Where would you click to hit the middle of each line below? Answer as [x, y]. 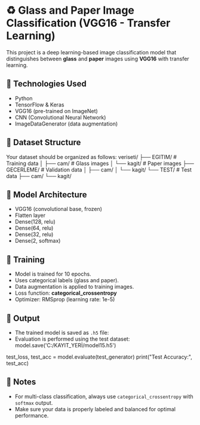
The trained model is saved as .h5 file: [62, 333]
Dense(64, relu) [34, 228]
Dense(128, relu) [35, 222]
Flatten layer [30, 215]
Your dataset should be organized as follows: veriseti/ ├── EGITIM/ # [92, 157]
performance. [32, 415]
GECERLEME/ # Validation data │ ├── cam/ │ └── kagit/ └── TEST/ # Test [99, 169]
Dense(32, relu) [34, 234]
